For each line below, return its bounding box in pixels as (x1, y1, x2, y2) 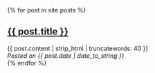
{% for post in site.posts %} (7, 6, 86, 14)
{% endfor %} (7, 59, 47, 67)
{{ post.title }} (7, 26, 69, 38)
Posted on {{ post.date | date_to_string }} (7, 51, 125, 60)
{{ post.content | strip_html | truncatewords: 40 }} (7, 44, 149, 52)
